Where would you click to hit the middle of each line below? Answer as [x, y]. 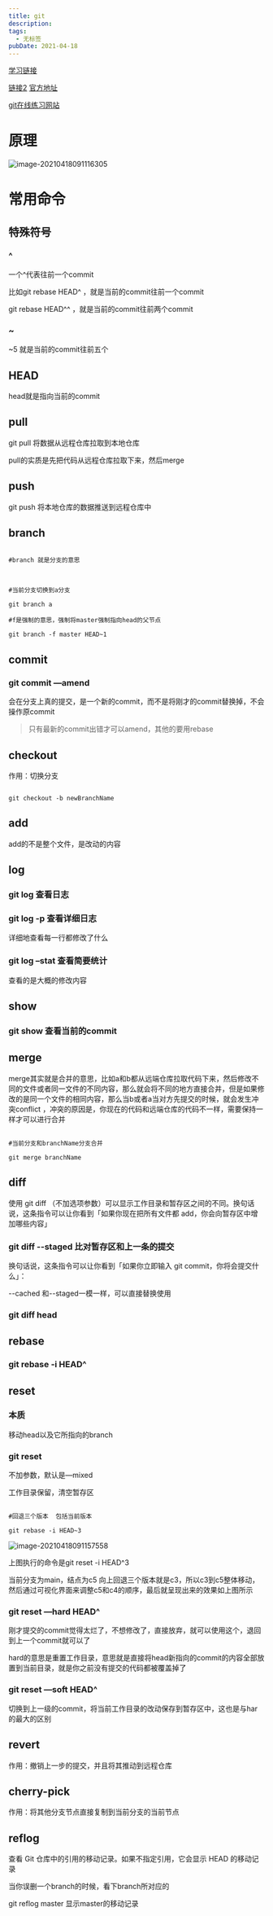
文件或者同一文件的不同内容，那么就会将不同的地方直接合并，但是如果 [140, 1089]
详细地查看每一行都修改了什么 [58, 938]
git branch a [30, 605]
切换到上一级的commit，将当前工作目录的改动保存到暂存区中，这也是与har [133, 1708]
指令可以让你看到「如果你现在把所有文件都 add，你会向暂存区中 [143, 1213]
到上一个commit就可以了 [50, 1641]
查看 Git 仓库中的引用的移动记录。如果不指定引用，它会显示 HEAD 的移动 [130, 1859]
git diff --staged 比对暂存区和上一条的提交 [91, 1247]
